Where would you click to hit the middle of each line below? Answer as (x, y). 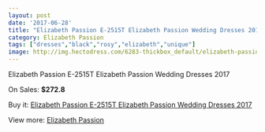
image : (19, 52)
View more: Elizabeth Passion (56, 120)
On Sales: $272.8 (37, 90)
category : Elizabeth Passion (56, 37)
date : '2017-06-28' (40, 23)
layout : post (30, 15)
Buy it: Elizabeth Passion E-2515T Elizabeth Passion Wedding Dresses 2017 (130, 104)
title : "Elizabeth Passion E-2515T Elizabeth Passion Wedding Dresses (127, 30)
